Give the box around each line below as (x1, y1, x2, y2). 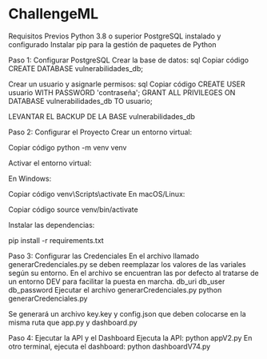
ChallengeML (8, 5, 98, 23)
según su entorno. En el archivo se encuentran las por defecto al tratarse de (8, 268, 259, 277)
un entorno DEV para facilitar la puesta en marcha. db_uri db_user (8, 277, 225, 286)
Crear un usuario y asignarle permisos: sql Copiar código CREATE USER (8, 79, 245, 89)
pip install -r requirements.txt (8, 235, 104, 245)
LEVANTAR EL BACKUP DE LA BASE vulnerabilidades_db (8, 111, 196, 121)
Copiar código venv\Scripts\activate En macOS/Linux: (8, 189, 185, 198)
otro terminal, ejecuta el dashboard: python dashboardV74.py (8, 341, 211, 351)
